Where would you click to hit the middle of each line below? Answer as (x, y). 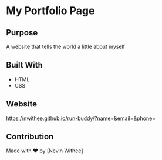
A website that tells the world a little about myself (65, 46)
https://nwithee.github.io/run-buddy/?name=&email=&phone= (81, 118)
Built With (24, 65)
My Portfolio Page (50, 11)
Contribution (30, 137)
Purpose (22, 33)
